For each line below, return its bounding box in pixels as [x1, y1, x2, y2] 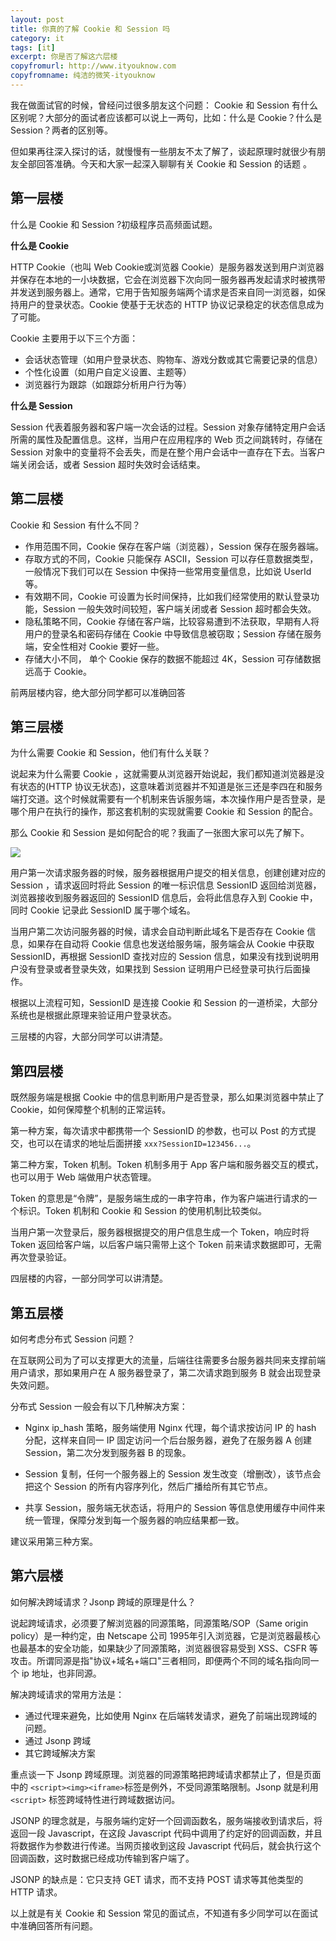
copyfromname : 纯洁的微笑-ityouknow [10, 71, 156, 81]
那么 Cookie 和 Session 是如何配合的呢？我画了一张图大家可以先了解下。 [10, 827, 310, 839]
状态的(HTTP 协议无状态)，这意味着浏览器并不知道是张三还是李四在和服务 [18, 781, 323, 793]
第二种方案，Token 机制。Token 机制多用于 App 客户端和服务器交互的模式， [10, 1159, 324, 1171]
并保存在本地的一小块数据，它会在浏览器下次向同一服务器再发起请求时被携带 [10, 273, 326, 285]
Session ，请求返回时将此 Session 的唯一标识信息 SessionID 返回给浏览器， [10, 879, 322, 891]
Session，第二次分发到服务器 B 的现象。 [24, 1446, 192, 1458]
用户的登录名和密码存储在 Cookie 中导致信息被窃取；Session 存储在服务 [24, 627, 322, 640]
